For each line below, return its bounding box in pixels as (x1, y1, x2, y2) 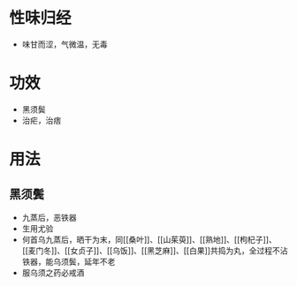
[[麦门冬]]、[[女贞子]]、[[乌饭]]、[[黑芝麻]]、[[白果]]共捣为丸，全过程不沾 (21, 245, 288, 256)
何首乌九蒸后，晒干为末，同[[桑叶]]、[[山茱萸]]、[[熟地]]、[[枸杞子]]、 (21, 234, 277, 245)
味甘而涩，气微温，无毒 (21, 39, 108, 49)
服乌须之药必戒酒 (21, 267, 85, 278)
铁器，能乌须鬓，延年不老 (21, 256, 116, 267)
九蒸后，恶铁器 (21, 212, 77, 222)
